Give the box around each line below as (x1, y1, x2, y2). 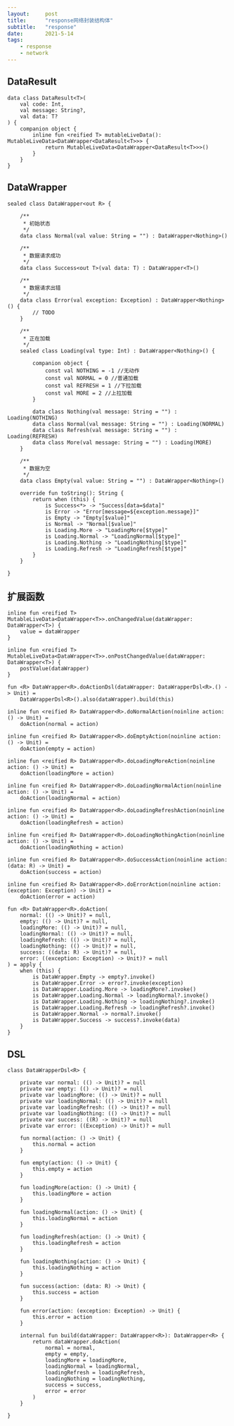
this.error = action (32, 1314, 93, 1321)
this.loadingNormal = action (32, 1215, 118, 1222)
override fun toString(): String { (20, 489, 124, 497)
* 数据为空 (22, 465, 51, 472)
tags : (7, 37, 23, 44)
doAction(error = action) (20, 893, 96, 901)
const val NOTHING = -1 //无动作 (44, 367, 140, 374)
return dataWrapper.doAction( (32, 1339, 121, 1346)
